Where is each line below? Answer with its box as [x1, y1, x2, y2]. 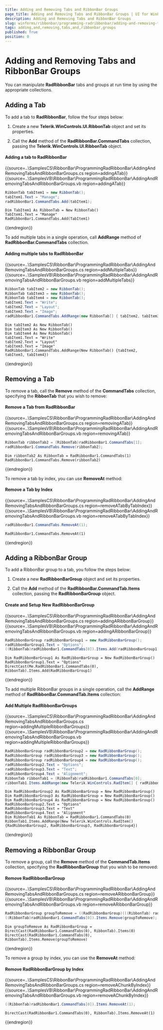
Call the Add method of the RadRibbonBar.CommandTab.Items [12, 585, 140, 592]
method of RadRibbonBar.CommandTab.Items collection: [5, 692, 121, 697]
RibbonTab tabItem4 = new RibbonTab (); [5, 296, 86, 300]
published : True [5, 30, 38, 35]
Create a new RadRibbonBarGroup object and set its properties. [12, 576, 141, 582]
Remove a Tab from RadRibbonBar [5, 404, 76, 410]
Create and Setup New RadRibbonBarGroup [5, 602, 95, 608]
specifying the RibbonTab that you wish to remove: [5, 393, 107, 399]
